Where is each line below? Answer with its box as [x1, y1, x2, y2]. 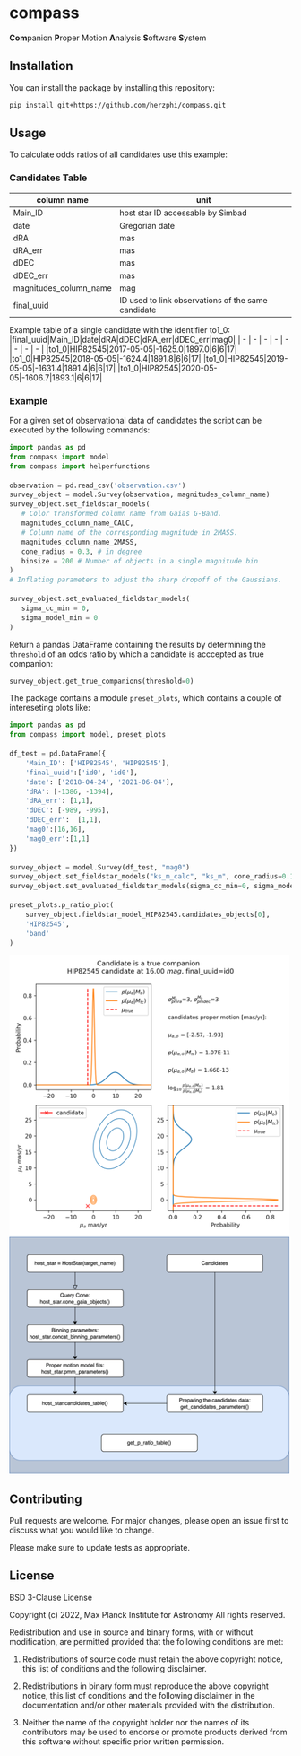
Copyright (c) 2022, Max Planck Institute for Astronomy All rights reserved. [9, 1609, 286, 1620]
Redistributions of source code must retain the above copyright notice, [21, 1654, 284, 1664]
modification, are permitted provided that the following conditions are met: [9, 1636, 284, 1647]
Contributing [9, 1491, 82, 1507]
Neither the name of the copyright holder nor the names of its [21, 1717, 250, 1727]
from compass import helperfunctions [9, 461, 150, 471]
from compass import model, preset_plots [9, 730, 167, 739]
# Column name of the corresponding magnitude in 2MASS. [21, 528, 239, 537]
